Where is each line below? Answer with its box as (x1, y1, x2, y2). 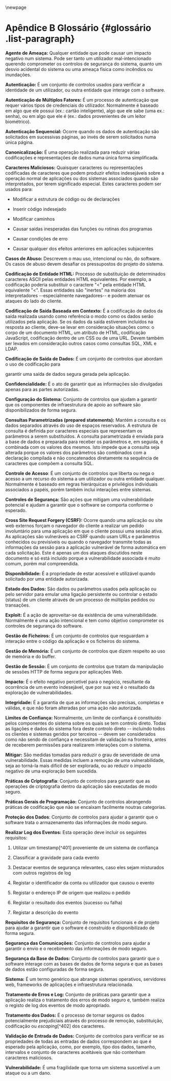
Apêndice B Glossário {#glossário (5, 22, 152, 34)
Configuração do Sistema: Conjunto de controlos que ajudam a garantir (5, 396, 157, 402)
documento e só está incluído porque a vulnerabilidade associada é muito (5, 555, 161, 561)
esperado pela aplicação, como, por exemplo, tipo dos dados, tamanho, (5, 1044, 157, 1050)
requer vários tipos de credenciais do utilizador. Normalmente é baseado (5, 102, 159, 108)
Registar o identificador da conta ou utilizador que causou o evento (12, 879, 155, 885)
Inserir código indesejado (12, 206, 66, 212)
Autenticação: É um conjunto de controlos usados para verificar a (5, 81, 145, 87)
